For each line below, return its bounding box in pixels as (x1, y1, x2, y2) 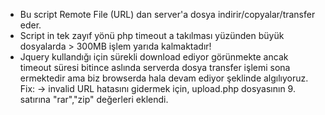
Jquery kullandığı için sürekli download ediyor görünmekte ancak (19, 51, 289, 63)
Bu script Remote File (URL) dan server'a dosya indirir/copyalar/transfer (19, 9, 316, 20)
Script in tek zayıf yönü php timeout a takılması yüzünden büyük (19, 30, 285, 41)
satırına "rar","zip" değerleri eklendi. (19, 94, 169, 105)
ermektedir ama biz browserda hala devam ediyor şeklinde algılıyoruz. (19, 72, 309, 84)
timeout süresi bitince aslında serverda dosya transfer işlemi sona (19, 62, 291, 73)
